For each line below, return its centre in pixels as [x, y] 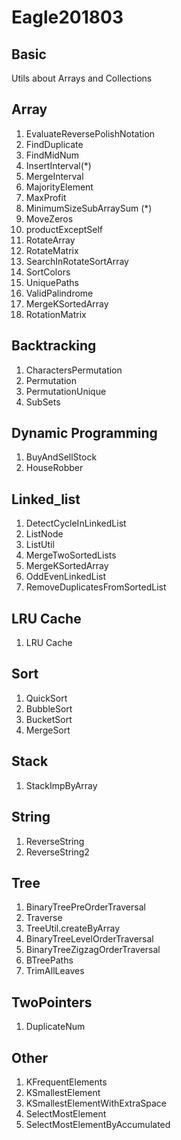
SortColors [48, 272]
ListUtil [40, 545]
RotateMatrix [52, 250]
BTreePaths [49, 960]
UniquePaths [52, 282]
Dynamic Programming [84, 433]
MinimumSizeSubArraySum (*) [89, 208]
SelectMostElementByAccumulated [98, 1124]
